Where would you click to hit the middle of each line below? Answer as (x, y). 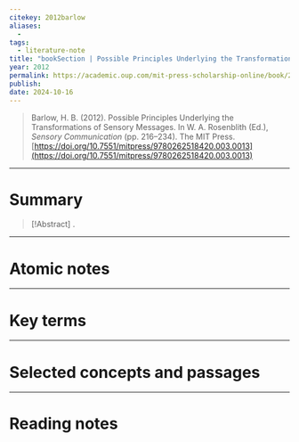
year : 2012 (29, 68)
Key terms (48, 320)
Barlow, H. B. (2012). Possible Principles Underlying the (132, 118)
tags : (19, 42)
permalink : (29, 76)
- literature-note (52, 51)
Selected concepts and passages (135, 372)
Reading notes (64, 424)
